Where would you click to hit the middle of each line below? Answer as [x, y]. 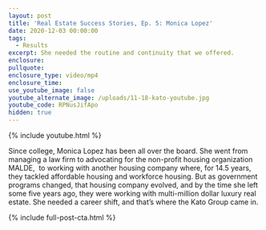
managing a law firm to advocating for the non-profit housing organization [131, 159]
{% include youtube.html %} [55, 135]
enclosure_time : [35, 83]
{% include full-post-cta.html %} [62, 218]
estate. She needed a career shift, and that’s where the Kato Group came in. [133, 202]
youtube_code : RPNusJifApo [53, 105]
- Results [32, 46]
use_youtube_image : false [51, 90]
